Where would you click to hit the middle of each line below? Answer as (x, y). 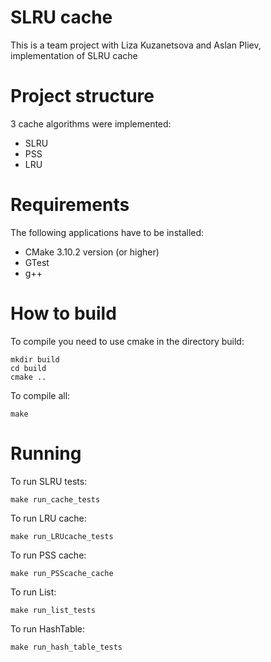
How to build (63, 313)
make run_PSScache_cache (62, 573)
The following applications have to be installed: (107, 232)
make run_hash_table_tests (66, 647)
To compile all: (40, 395)
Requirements (70, 205)
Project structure (82, 96)
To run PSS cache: (48, 555)
